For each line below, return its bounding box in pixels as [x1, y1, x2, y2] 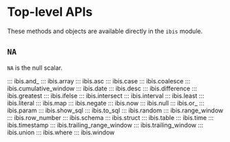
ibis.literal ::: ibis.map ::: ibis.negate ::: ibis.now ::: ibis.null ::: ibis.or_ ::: [7, 99, 205, 107]
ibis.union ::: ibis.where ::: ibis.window [7, 128, 115, 136]
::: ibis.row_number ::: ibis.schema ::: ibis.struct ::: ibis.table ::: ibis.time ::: [7, 113, 214, 121]
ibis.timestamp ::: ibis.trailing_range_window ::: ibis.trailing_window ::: [7, 121, 204, 129]
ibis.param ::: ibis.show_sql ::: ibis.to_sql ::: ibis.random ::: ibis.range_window [7, 106, 224, 114]
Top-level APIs [7, 4, 93, 20]
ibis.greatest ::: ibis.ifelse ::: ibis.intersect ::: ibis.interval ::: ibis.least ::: [7, 91, 205, 100]
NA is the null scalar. [7, 63, 63, 72]
